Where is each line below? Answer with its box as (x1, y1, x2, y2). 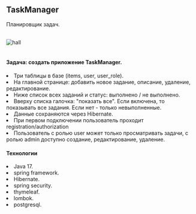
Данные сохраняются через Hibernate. (14, 110, 113, 117)
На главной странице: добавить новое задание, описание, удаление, (14, 79, 191, 86)
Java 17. (14, 163, 34, 170)
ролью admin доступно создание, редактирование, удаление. (6, 136, 165, 143)
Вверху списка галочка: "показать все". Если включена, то (14, 98, 165, 105)
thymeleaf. (14, 188, 40, 195)
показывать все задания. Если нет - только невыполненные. (6, 104, 162, 111)
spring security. (14, 182, 53, 189)
